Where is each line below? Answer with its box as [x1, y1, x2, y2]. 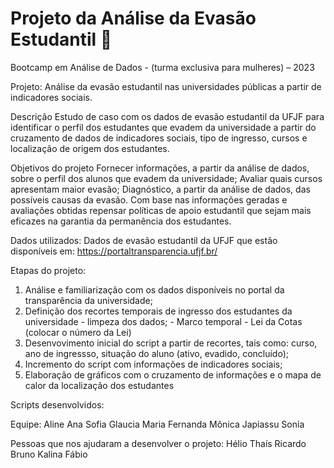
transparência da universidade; [24, 294, 153, 306]
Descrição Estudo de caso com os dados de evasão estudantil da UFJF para [10, 110, 325, 122]
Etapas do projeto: [10, 264, 87, 276]
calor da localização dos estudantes [24, 379, 175, 391]
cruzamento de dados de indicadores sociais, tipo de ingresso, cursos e [10, 132, 308, 144]
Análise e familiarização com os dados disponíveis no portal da [24, 283, 285, 296]
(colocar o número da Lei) [24, 326, 132, 338]
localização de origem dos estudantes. [10, 142, 170, 154]
